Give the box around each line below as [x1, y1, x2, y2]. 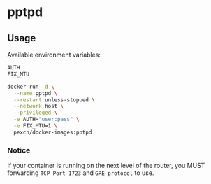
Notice [7, 145, 31, 155]
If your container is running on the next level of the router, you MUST [7, 162, 205, 170]
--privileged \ [13, 109, 58, 116]
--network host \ [13, 103, 64, 110]
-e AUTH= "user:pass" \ [13, 116, 80, 123]
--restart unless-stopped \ [13, 96, 96, 104]
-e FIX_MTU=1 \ [13, 122, 58, 129]
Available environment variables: [7, 50, 101, 59]
